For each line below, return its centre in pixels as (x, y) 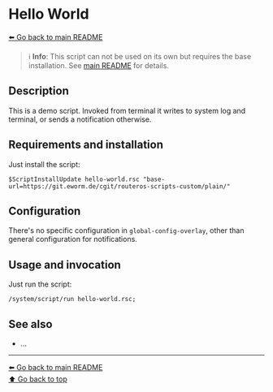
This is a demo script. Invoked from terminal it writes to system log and (127, 110)
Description (39, 91)
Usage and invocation (65, 265)
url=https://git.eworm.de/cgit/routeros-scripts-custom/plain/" (119, 186)
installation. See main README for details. (98, 65)
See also (30, 324)
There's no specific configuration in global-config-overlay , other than (126, 230)
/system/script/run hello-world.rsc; (72, 299)
